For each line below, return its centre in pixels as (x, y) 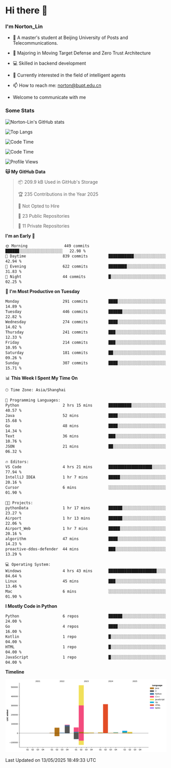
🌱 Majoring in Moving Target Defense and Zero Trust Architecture (82, 53)
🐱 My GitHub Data (26, 171)
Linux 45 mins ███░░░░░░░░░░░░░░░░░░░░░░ (86, 581)
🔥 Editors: (17, 462)
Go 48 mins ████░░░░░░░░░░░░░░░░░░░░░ (86, 426)
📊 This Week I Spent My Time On (41, 378)
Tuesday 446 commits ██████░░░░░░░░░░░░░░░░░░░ (86, 312)
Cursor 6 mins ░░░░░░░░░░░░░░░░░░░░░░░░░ (86, 487)
